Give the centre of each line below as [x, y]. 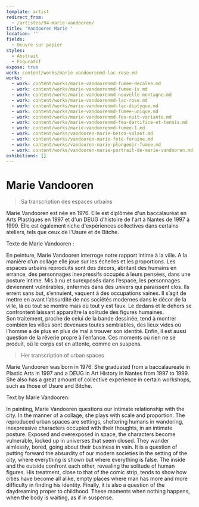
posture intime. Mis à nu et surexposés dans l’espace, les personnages [93, 281]
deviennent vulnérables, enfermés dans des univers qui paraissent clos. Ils [98, 287]
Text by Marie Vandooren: [38, 397]
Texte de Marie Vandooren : [40, 244]
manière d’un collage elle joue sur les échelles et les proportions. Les [91, 262]
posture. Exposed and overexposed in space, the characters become [91, 434]
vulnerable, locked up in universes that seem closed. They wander [88, 441]
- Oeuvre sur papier [37, 45]
